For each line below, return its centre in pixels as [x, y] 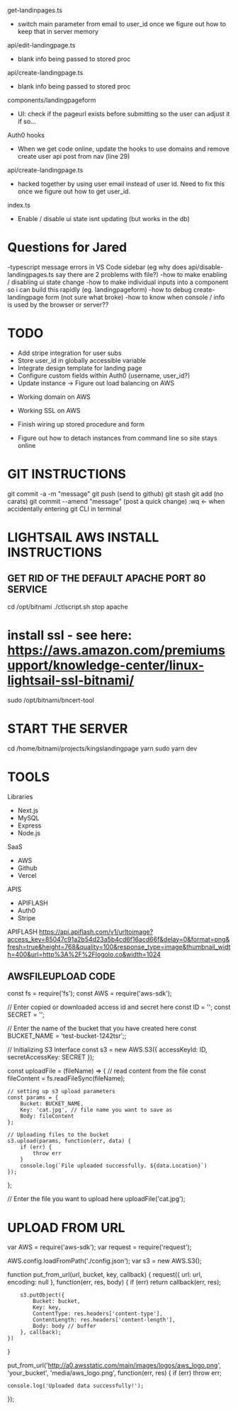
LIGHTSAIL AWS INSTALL [83, 537]
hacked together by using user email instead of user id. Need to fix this [121, 184]
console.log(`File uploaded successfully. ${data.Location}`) [114, 1166]
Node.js [29, 833]
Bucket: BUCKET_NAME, [52, 1104]
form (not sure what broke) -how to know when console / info [135, 297]
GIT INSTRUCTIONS [67, 474]
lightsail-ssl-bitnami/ [71, 680]
